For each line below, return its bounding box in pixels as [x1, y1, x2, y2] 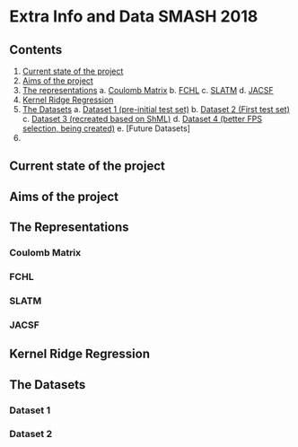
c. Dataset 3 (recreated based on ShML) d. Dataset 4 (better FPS [22, 114, 263, 124]
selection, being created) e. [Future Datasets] [22, 123, 191, 134]
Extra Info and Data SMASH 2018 [9, 6, 259, 27]
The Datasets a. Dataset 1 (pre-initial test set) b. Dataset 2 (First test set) [22, 104, 290, 114]
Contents [9, 42, 63, 57]
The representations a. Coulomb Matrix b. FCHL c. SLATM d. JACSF [22, 85, 274, 95]
